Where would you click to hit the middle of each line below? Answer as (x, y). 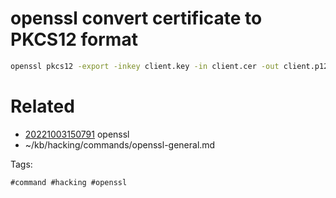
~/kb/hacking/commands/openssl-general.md (120, 144)
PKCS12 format (74, 39)
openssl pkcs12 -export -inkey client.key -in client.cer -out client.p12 (169, 66)
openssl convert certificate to (136, 18)
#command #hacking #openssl (69, 182)
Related (42, 106)
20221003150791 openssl (77, 134)
